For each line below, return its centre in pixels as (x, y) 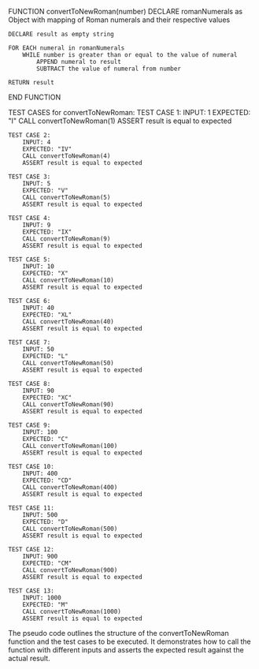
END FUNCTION (35, 97)
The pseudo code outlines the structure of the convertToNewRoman (119, 633)
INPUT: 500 (40, 515)
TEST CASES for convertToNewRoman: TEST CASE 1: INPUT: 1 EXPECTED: (129, 112)
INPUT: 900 (40, 556)
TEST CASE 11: (31, 508)
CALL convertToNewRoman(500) (70, 529)
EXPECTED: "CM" (47, 563)
